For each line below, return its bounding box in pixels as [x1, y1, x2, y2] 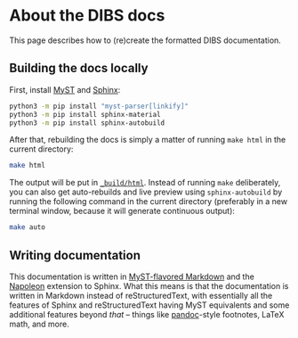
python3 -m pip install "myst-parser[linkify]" [9, 102, 189, 111]
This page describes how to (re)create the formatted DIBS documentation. [9, 35, 282, 45]
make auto [9, 223, 46, 232]
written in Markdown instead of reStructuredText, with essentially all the [9, 290, 273, 301]
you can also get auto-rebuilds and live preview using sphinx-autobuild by [9, 186, 283, 197]
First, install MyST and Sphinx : [9, 84, 121, 95]
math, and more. [9, 318, 69, 329]
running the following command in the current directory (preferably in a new [9, 196, 287, 207]
